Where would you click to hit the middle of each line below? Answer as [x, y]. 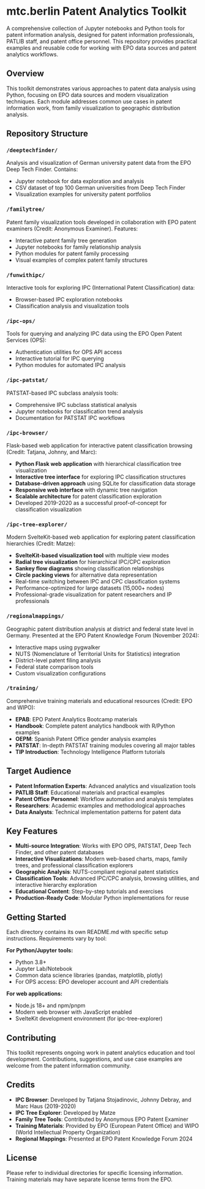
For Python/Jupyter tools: [40, 951]
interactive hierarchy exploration [56, 885]
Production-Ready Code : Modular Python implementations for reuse [102, 898]
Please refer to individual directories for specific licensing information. [95, 1172]
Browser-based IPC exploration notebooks [69, 300]
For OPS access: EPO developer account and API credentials [92, 982]
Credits [21, 1085]
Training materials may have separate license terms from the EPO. [90, 1179]
